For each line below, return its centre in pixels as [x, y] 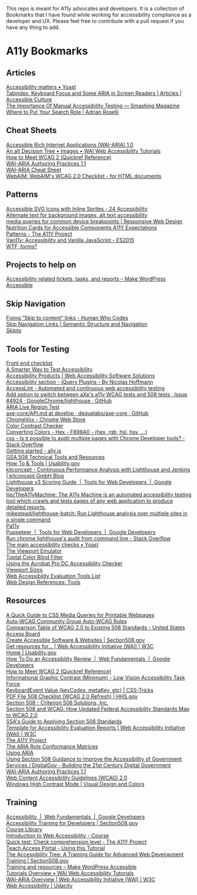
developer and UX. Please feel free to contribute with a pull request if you [95, 21]
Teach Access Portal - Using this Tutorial [56, 848]
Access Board [23, 633]
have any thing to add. [33, 27]
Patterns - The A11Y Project [39, 234]
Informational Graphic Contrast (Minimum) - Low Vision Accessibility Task [96, 678]
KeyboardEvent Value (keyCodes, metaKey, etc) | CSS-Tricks [80, 690]
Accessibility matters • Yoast [41, 87]
